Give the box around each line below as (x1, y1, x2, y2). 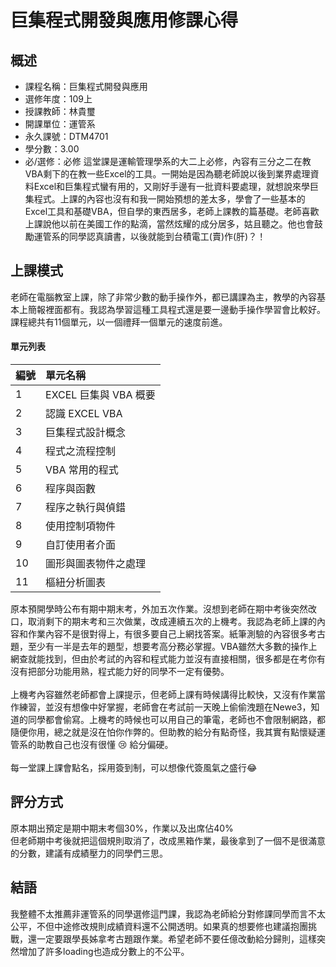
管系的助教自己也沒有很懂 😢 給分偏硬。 (10, 739, 174, 751)
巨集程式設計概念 (45, 426, 127, 440)
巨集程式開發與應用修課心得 (10, 9, 239, 32)
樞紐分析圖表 (45, 576, 107, 590)
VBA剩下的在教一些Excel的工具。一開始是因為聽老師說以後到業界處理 (24, 168, 311, 180)
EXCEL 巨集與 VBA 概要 (45, 388, 156, 402)
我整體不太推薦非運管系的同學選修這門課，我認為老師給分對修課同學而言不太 (10, 907, 326, 920)
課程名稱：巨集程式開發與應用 (24, 81, 148, 92)
